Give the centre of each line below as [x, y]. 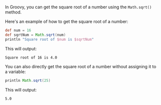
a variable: [15, 72]
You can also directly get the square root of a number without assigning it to [80, 66]
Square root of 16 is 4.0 [31, 58]
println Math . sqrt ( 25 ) [28, 80]
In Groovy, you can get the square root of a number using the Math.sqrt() [78, 7]
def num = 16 [18, 30]
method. [13, 12]
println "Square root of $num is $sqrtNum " [50, 39]
